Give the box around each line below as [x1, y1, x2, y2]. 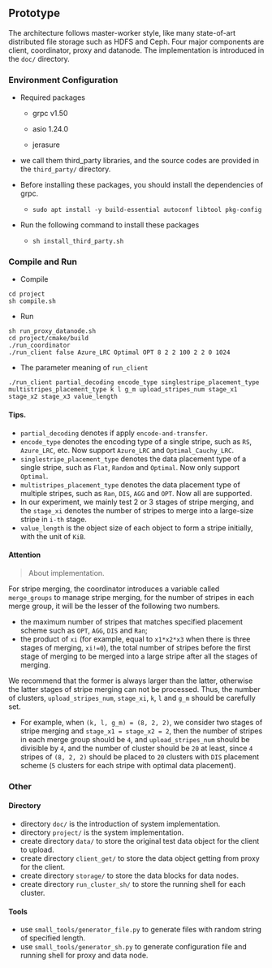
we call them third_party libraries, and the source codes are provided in [19, 156, 260, 166]
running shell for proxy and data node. [19, 950, 149, 961]
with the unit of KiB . [19, 531, 86, 541]
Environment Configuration [8, 74, 119, 85]
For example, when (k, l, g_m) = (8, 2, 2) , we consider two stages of [19, 717, 263, 727]
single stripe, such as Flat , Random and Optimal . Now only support [19, 462, 240, 472]
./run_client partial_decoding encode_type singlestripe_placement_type [8, 378, 260, 387]
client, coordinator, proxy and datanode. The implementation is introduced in [8, 45, 265, 55]
